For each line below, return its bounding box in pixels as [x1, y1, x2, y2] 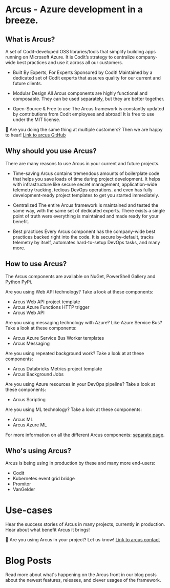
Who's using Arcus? [5, 446, 72, 455]
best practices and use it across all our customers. [16, 60, 123, 65]
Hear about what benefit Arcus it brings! [5, 527, 90, 533]
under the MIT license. [12, 116, 60, 123]
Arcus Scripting [12, 396, 46, 402]
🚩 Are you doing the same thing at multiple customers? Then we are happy [5, 127, 163, 132]
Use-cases [5, 504, 53, 516]
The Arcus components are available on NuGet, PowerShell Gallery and [5, 273, 156, 279]
